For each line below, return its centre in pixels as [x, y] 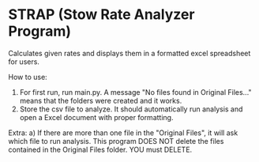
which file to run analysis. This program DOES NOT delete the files [116, 141]
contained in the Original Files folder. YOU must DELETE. [100, 149]
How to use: [28, 77]
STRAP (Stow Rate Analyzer [101, 15]
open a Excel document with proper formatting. [96, 117]
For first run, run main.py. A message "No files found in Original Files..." [135, 92]
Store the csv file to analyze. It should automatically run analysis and [131, 109]
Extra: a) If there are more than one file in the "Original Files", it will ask [123, 133]
